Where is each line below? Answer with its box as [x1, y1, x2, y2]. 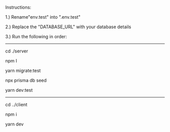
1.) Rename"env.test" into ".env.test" [5, 14, 81, 20]
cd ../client [5, 102, 28, 107]
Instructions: [5, 5, 31, 10]
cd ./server [5, 48, 28, 54]
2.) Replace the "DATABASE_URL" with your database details [5, 24, 132, 30]
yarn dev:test [5, 87, 33, 93]
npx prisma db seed [5, 78, 47, 83]
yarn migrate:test [5, 68, 41, 74]
